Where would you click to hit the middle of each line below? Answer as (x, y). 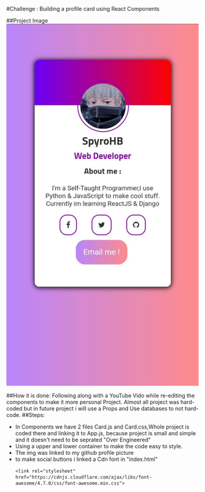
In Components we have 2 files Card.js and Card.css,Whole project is (102, 427)
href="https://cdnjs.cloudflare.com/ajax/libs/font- (84, 477)
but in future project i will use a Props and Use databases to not (103, 408)
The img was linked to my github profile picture (74, 453)
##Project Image (27, 20)
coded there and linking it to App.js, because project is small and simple (106, 433)
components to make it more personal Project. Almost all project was (93, 402)
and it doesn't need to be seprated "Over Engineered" (83, 440)
